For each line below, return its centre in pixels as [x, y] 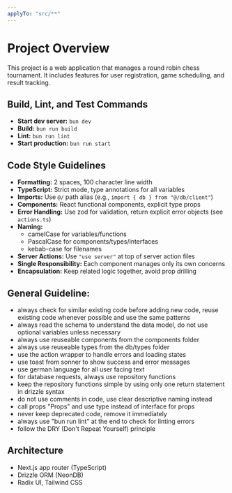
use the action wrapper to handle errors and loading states [102, 354]
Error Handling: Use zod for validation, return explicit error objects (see [120, 212]
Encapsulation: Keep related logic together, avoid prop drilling [107, 271]
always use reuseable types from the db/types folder [93, 347]
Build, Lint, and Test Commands [78, 104]
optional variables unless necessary [69, 332]
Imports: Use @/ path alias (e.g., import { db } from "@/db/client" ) [115, 197]
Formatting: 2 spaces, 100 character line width [85, 182]
